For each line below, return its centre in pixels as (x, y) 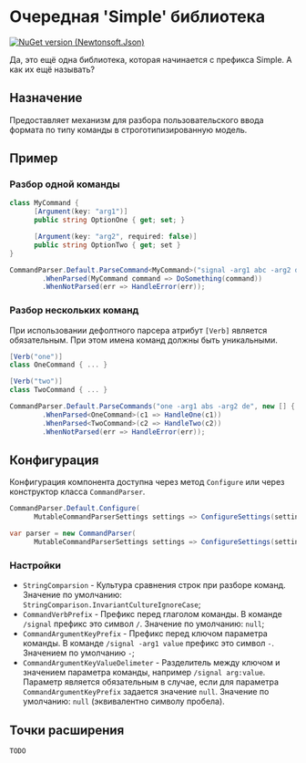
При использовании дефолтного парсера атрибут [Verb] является (138, 330)
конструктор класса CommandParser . (77, 492)
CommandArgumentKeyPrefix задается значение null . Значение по (146, 692)
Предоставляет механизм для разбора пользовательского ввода (137, 119)
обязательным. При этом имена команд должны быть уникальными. (143, 340)
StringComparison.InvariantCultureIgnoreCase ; (112, 604)
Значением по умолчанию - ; (78, 653)
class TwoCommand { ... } (58, 390)
